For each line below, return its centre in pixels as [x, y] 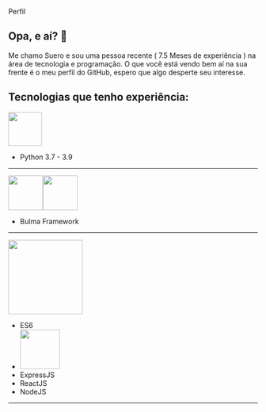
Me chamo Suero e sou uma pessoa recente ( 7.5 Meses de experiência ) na [132, 55]
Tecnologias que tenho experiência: [99, 97]
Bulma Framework [49, 221]
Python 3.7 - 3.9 [46, 157]
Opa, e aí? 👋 [38, 36]
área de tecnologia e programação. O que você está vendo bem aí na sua [128, 63]
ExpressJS [37, 375]
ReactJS [33, 383]
